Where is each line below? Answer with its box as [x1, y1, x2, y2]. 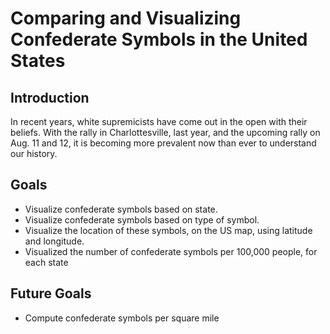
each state [24, 256, 69, 268]
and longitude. [24, 235, 85, 247]
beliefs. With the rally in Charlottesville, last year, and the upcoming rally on [10, 127, 321, 138]
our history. [10, 148, 58, 159]
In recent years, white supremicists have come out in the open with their [10, 116, 308, 127]
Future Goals [10, 285, 92, 302]
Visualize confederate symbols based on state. [24, 203, 218, 215]
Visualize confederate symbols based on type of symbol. [24, 213, 260, 226]
